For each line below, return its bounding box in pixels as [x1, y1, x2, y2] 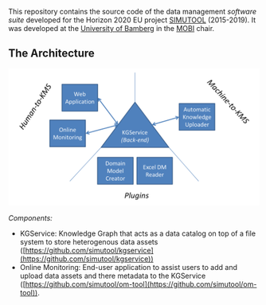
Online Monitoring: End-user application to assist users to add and [19, 263, 237, 272]
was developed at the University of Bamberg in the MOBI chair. [8, 24, 215, 33]
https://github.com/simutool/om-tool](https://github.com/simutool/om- [25, 280, 257, 289]
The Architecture [8, 47, 96, 61]
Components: [8, 213, 53, 223]
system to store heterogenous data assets [19, 237, 158, 247]
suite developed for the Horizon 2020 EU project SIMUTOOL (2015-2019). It [8, 15, 256, 25]
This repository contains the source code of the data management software [8, 7, 257, 16]
